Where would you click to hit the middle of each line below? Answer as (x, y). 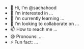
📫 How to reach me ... (34, 29)
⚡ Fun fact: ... (24, 42)
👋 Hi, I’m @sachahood (33, 8)
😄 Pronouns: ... (26, 36)
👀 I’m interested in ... (32, 13)
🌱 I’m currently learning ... (37, 18)
